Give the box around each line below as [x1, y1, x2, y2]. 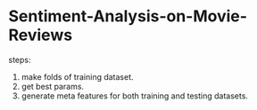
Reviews [8, 25, 73, 45]
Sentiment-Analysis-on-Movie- [8, 6, 247, 27]
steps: [8, 54, 31, 65]
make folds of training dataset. [21, 71, 135, 82]
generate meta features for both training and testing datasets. [21, 90, 249, 101]
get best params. [21, 81, 85, 91]
